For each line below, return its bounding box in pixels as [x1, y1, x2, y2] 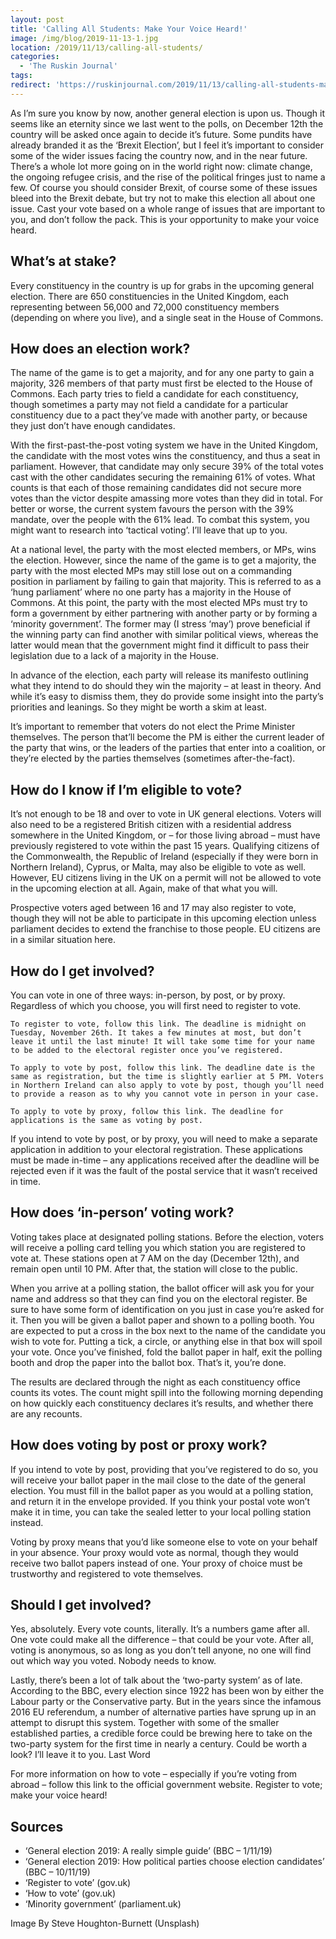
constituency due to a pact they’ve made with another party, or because [10, 409, 308, 421]
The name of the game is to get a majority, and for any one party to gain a [10, 367, 315, 379]
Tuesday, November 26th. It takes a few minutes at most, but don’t [10, 1028, 302, 1038]
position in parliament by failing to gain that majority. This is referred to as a [10, 576, 322, 588]
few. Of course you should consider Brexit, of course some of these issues [10, 181, 318, 193]
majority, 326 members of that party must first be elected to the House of [10, 377, 313, 390]
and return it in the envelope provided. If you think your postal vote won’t [10, 1495, 311, 1507]
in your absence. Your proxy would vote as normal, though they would [10, 1546, 299, 1558]
